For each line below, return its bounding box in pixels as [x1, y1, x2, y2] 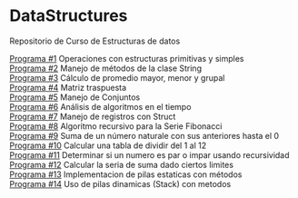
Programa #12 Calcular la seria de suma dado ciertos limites [9, 159, 234, 170]
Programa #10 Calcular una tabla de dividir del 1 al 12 [9, 140, 207, 151]
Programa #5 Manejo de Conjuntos [9, 92, 141, 103]
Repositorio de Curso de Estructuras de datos [9, 35, 181, 46]
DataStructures [9, 5, 128, 26]
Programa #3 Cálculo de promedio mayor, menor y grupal [9, 72, 225, 83]
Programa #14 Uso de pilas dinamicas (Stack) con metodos [9, 178, 232, 189]
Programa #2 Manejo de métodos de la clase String [9, 63, 203, 74]
